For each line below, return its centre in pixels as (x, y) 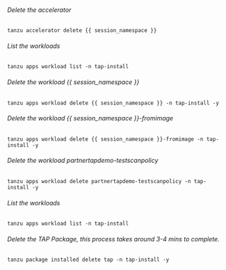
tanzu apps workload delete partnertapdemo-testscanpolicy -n (99, 182)
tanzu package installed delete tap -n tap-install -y (88, 260)
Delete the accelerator (39, 10)
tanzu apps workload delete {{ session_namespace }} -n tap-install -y (113, 103)
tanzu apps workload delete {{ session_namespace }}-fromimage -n (105, 139)
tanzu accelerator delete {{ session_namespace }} (82, 31)
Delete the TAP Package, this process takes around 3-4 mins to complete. (114, 239)
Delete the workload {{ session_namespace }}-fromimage (90, 118)
